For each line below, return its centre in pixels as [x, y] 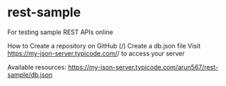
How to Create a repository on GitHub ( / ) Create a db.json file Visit [104, 45]
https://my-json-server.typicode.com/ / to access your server [96, 53]
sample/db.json [30, 75]
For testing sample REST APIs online [60, 32]
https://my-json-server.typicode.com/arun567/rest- [143, 67]
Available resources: [37, 67]
